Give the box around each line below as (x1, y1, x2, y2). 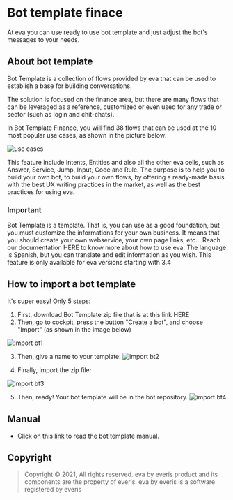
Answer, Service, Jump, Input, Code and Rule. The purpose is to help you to (7, 166, 225, 174)
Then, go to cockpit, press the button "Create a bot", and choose (17, 318, 204, 326)
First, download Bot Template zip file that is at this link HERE (17, 310, 190, 318)
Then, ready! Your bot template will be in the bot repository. (17, 392, 188, 401)
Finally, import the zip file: (17, 365, 92, 374)
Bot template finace (7, 5, 123, 21)
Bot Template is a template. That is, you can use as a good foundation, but (7, 221, 220, 230)
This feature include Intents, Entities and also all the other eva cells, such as (7, 158, 225, 166)
